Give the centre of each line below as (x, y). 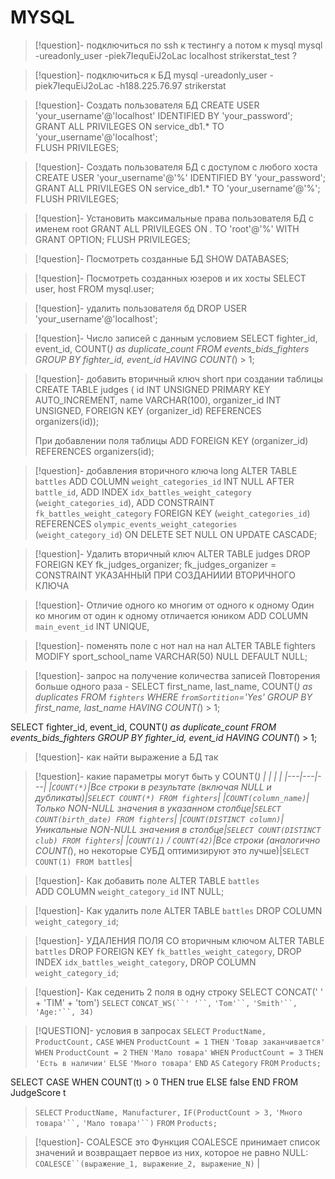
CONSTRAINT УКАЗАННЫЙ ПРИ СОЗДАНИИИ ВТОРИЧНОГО (165, 575)
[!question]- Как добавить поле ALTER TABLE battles (147, 880)
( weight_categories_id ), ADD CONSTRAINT (124, 502)
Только (50, 808)
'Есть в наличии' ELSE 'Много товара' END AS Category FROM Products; (178, 1063)
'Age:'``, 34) (64, 1012)
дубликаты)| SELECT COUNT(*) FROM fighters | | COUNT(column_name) (170, 797)
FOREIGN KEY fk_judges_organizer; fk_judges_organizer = (155, 564)
